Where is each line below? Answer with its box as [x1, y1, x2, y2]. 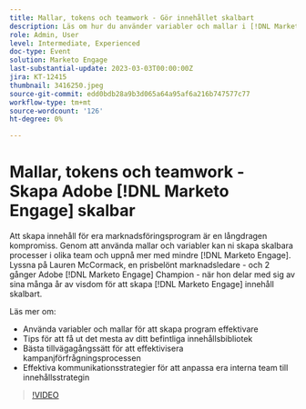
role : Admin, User [9, 30, 79, 39]
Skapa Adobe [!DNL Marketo [9, 181, 229, 202]
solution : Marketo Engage [9, 55, 107, 65]
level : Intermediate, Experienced [9, 38, 141, 48]
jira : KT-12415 [9, 73, 67, 82]
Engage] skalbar [9, 201, 136, 221]
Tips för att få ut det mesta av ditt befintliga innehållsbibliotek [22, 334, 253, 344]
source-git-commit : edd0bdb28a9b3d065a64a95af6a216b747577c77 [9, 89, 250, 98]
